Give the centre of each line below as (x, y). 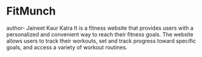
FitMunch (31, 11)
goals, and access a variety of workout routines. (67, 47)
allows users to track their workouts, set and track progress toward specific (101, 41)
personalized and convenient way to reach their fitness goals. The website (100, 34)
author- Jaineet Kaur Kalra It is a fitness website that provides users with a (100, 28)
